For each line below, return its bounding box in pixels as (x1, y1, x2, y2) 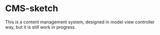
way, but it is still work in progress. (5, 24, 76, 30)
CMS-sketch (5, 3, 59, 14)
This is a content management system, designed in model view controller (5, 19, 155, 25)
